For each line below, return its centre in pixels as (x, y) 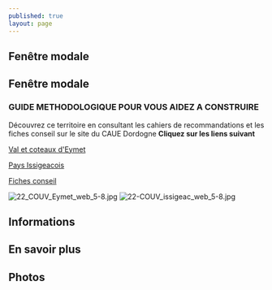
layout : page (30, 24)
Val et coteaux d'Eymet (47, 149)
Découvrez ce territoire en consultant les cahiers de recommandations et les (136, 125)
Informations (42, 221)
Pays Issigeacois (37, 165)
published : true (36, 16)
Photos (27, 277)
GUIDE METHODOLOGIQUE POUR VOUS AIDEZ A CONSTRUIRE (134, 107)
